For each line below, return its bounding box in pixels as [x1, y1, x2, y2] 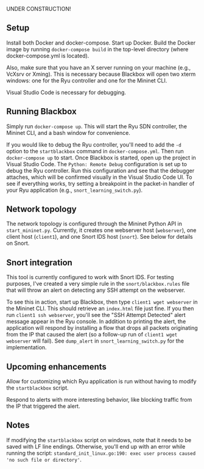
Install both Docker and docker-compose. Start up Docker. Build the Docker [6, 39, 196, 46]
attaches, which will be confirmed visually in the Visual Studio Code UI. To [6, 173, 192, 181]
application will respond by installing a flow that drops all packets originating [6, 324, 198, 332]
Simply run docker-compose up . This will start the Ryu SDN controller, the [6, 122, 188, 130]
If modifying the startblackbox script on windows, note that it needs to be [6, 436, 192, 443]
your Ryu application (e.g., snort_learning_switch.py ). [6, 186, 143, 194]
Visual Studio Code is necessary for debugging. [6, 89, 126, 96]
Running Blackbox [6, 106, 77, 117]
